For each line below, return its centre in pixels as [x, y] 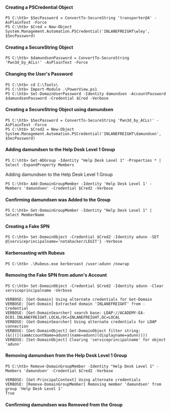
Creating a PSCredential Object [39, 7]
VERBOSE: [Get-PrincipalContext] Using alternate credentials [73, 380]
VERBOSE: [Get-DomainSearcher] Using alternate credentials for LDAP [81, 322]
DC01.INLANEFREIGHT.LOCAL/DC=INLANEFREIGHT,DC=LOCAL [63, 317]
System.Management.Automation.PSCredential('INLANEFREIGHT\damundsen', [83, 134]
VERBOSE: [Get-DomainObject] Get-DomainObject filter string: [73, 331]
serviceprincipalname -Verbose [39, 290]
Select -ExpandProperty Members [40, 165]
